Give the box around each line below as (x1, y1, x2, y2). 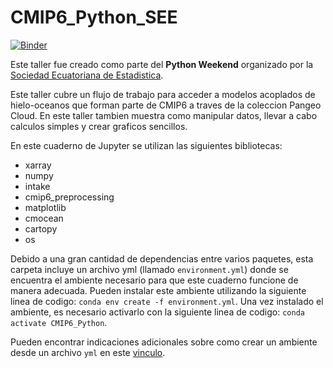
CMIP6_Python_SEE (10, 6, 178, 29)
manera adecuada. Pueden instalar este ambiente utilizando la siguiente (10, 284, 307, 296)
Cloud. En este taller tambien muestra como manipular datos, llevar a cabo (10, 109, 318, 121)
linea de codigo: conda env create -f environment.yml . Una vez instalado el (10, 295, 324, 307)
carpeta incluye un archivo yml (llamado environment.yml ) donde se (10, 263, 289, 275)
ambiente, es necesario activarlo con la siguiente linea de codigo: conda (10, 306, 305, 318)
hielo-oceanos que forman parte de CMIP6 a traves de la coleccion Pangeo (10, 99, 322, 111)
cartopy (24, 222, 58, 235)
